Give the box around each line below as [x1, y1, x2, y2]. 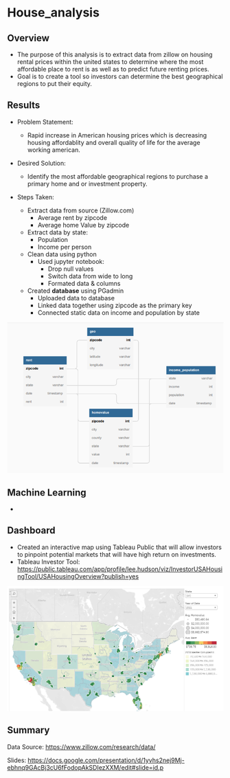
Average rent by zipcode [37, 213, 108, 221]
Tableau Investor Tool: [16, 557, 80, 566]
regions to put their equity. [16, 80, 93, 87]
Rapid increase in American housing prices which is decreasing [27, 131, 207, 139]
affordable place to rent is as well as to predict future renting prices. [16, 65, 209, 73]
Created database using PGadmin [27, 287, 124, 295]
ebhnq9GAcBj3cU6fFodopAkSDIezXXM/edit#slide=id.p [7, 763, 163, 771]
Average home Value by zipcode [37, 221, 130, 229]
